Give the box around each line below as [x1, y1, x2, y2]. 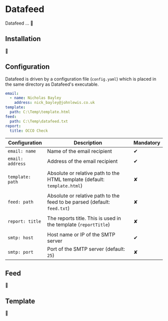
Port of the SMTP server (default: [47, 246, 125, 253]
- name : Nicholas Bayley [9, 95, 61, 101]
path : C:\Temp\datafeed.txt [9, 119, 68, 124]
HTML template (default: [47, 176, 105, 183]
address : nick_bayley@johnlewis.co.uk [14, 100, 95, 105]
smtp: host [7, 235, 33, 241]
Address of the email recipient [47, 158, 118, 165]
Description [73, 139, 102, 146]
